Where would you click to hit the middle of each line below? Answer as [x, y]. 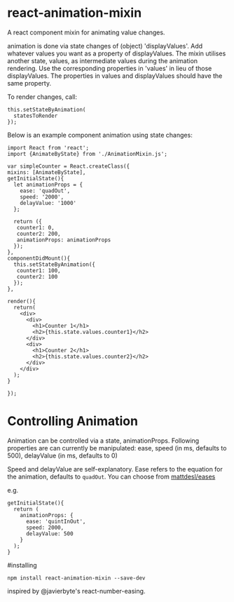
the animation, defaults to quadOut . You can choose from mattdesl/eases [111, 476]
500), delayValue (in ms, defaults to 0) [62, 455]
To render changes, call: [42, 97]
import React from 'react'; [48, 148]
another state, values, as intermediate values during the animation [103, 60]
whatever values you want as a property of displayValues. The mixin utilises [117, 53]
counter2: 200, [39, 234]
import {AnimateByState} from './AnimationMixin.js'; [88, 154]
